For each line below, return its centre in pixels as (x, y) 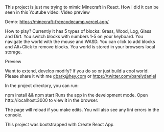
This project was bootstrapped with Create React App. (60, 124)
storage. (13, 52)
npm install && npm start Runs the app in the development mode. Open (77, 95)
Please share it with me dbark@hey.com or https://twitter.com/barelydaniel (81, 76)
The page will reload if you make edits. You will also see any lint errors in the (82, 110)
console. (14, 115)
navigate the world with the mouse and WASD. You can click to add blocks (80, 42)
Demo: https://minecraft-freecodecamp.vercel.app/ (57, 22)
